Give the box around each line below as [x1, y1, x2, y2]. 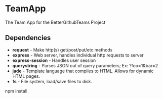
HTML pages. [12, 73, 41, 79]
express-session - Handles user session [12, 57, 96, 63]
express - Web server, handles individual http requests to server [12, 52, 144, 58]
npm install [5, 88, 28, 94]
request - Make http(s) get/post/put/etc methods [12, 47, 113, 52]
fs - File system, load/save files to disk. [12, 78, 92, 84]
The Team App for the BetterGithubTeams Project [5, 19, 106, 25]
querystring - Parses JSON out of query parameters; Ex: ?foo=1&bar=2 [12, 62, 158, 68]
